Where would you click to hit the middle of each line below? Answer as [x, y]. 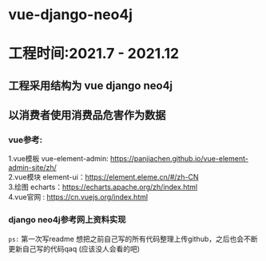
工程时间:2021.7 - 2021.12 [94, 54]
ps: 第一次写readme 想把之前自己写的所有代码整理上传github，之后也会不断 [133, 239]
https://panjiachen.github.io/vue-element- [180, 159]
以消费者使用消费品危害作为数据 [87, 115]
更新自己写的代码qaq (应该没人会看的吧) [74, 248]
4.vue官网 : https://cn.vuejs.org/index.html [78, 197]
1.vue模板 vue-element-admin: [59, 159]
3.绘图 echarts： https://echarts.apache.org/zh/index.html [103, 187]
